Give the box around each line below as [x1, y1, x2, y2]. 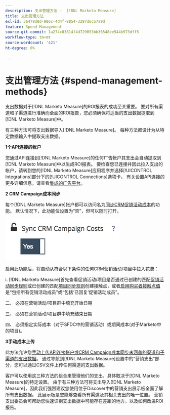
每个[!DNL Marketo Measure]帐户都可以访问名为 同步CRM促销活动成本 [5, 201, 151, 207]
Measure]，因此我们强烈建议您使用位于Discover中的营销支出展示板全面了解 [5, 385, 163, 391]
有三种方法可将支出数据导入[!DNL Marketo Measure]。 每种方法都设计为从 [5, 127, 160, 133]
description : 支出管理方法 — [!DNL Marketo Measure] [5, 8, 116, 13]
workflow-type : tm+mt [5, 35, 51, 40]
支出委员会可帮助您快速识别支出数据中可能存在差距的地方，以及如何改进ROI [5, 398, 163, 404]
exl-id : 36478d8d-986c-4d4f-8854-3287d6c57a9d [5, 19, 105, 24]
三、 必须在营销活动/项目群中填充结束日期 [5, 310, 93, 316]
